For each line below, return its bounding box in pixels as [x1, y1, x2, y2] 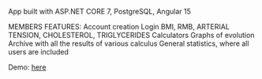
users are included [8, 47, 69, 56]
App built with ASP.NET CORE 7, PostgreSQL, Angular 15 [8, 7, 191, 16]
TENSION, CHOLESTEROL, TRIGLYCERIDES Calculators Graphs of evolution [8, 31, 255, 39]
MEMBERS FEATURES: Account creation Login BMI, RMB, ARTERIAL [8, 22, 230, 31]
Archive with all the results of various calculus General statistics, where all [8, 39, 249, 48]
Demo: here [8, 62, 47, 72]
